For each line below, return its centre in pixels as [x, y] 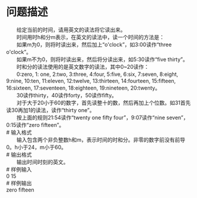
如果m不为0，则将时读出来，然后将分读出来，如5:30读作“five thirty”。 [102, 59]
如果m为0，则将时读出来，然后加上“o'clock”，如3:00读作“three [94, 44]
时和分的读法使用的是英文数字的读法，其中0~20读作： [83, 66]
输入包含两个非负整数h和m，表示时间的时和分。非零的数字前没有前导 [101, 139]
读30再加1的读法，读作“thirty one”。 [50, 110]
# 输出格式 [19, 154]
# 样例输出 [19, 183]
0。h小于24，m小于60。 [36, 147]
